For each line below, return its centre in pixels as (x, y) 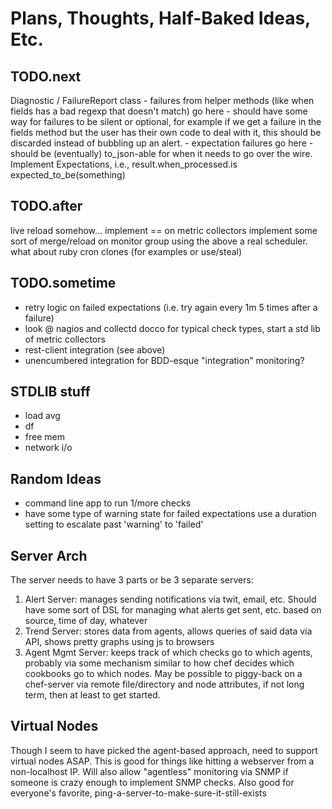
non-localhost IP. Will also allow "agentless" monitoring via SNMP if (149, 771)
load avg (42, 416)
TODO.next (46, 76)
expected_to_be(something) (68, 175)
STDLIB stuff (50, 392)
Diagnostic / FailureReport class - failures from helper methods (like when (162, 100)
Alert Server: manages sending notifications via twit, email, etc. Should (170, 599)
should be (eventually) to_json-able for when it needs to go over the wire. (161, 153)
